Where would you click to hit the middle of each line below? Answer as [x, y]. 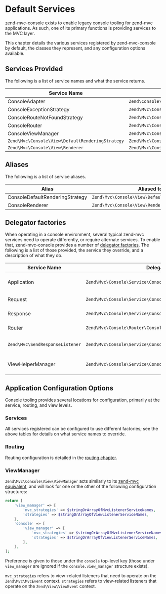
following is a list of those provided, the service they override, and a [74, 250]
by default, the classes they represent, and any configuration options [75, 48]
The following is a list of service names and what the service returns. [75, 81]
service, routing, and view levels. [39, 405]
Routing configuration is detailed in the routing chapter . [61, 458]
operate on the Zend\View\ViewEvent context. [51, 586]
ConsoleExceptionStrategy [39, 109]
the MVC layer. [20, 33]
